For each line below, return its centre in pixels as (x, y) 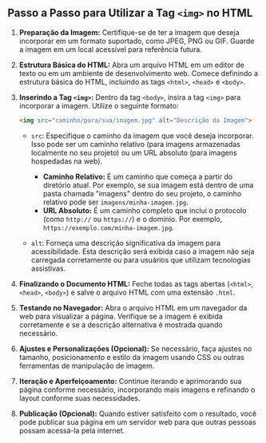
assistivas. (48, 268)
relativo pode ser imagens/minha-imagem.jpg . (115, 202)
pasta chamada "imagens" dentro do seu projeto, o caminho (142, 193)
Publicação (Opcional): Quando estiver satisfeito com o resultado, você (138, 413)
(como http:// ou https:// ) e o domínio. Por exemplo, (133, 219)
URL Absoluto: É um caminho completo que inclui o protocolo (145, 210)
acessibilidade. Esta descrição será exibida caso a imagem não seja (143, 251)
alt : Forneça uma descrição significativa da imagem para (126, 243)
